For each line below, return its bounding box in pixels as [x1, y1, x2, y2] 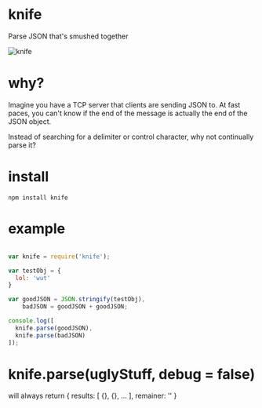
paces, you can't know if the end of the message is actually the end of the [8, 108, 248, 118]
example [8, 220, 66, 237]
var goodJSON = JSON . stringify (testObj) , [8, 296, 146, 304]
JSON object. [8, 116, 52, 126]
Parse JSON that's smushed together [8, 31, 129, 41]
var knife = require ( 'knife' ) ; [8, 253, 111, 260]
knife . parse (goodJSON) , [15, 324, 93, 332]
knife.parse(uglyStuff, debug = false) [8, 365, 256, 383]
